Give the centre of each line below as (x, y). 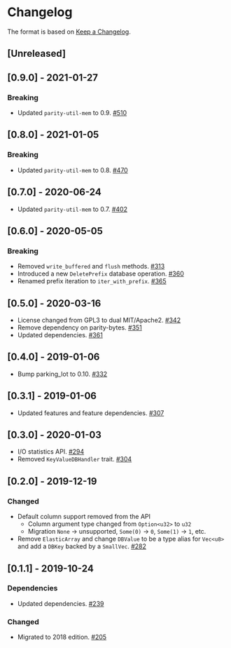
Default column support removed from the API (84, 517)
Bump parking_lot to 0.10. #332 (62, 374)
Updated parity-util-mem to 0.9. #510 (72, 113)
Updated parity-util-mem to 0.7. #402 (72, 209)
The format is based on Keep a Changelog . (69, 32)
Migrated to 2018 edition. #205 (62, 637)
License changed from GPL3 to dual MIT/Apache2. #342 (99, 320)
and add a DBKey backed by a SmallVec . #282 (82, 546)
